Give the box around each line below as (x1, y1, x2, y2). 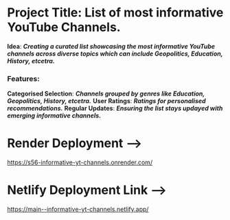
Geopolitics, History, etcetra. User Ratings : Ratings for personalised (7, 97, 206, 105)
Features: (7, 74, 40, 83)
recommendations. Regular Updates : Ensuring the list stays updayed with (7, 104, 223, 113)
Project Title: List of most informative (7, 5, 224, 21)
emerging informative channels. (7, 111, 102, 120)
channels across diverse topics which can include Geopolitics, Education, (7, 49, 223, 58)
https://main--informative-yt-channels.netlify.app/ (7, 205, 149, 214)
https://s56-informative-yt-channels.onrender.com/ (7, 158, 153, 166)
